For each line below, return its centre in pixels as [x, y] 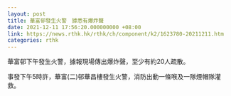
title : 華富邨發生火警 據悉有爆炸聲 [56, 21]
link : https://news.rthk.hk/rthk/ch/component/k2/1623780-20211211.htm [116, 34]
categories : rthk [33, 41]
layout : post [27, 14]
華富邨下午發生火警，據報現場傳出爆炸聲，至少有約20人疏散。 [98, 62]
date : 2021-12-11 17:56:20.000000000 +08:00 [74, 27]
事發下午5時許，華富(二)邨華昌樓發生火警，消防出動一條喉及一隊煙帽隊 [111, 77]
